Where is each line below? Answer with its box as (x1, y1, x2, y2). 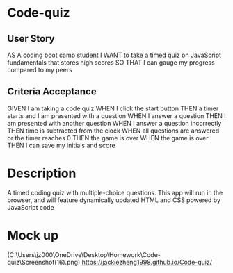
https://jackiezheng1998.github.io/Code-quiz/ (81, 258, 213, 266)
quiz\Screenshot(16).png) (7, 258, 81, 266)
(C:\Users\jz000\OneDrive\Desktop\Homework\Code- (7, 250, 161, 258)
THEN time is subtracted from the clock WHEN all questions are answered (7, 126, 220, 135)
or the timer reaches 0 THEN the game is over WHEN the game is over (7, 133, 209, 142)
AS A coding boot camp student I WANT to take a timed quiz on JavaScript (7, 51, 221, 59)
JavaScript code (7, 203, 54, 211)
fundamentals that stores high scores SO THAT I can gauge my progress (7, 58, 216, 67)
